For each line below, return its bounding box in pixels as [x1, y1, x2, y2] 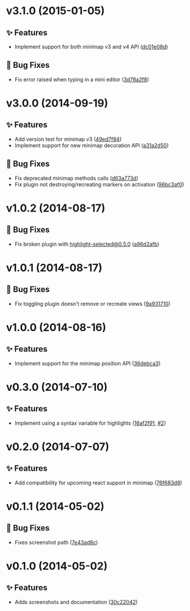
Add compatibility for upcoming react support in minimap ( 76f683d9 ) [14, 479, 182, 486]
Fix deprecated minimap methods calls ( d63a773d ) [14, 174, 139, 181]
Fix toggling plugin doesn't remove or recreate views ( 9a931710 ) [14, 300, 171, 307]
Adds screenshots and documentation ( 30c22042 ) [14, 598, 138, 605]
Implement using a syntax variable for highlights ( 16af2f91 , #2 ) [14, 420, 166, 427]
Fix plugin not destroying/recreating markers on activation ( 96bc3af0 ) [14, 181, 184, 188]
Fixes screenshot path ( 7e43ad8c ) [14, 539, 98, 546]
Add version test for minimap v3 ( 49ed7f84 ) [14, 136, 122, 143]
